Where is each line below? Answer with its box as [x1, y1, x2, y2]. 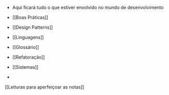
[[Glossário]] [12, 44, 40, 50]
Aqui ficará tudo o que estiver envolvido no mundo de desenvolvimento [12, 5, 164, 10]
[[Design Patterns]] [12, 24, 53, 30]
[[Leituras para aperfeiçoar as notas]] [5, 84, 84, 90]
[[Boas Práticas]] [12, 14, 48, 20]
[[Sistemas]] [12, 64, 39, 70]
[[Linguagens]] [12, 34, 44, 40]
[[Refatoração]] [12, 54, 45, 60]
